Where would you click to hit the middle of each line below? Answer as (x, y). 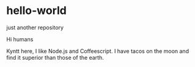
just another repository (35, 27)
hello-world (37, 11)
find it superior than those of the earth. (55, 57)
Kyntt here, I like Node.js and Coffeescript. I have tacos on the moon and (98, 51)
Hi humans (20, 39)
